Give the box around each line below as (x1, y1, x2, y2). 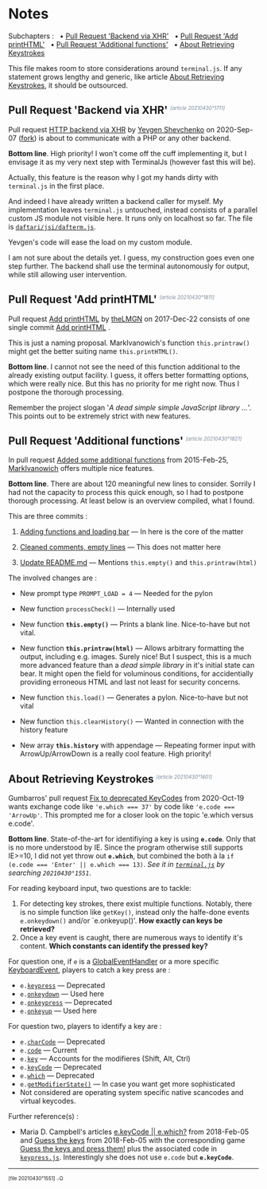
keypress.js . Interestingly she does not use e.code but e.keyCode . (19, 1152, 234, 1162)
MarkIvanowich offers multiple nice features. (8, 464, 155, 473)
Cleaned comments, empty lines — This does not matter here (19, 543, 221, 552)
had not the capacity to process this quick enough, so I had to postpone (8, 488, 244, 497)
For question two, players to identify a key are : (8, 1022, 162, 1031)
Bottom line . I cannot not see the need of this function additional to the (8, 362, 241, 371)
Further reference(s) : (8, 1112, 79, 1121)
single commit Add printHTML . (8, 322, 110, 332)
